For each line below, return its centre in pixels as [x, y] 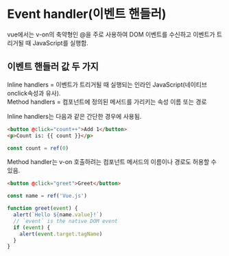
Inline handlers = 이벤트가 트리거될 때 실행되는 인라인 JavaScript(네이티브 [107, 84]
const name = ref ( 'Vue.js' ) [47, 196]
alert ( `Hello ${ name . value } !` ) [58, 215]
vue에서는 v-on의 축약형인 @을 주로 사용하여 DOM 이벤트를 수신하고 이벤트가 [111, 34]
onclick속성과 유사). [34, 93]
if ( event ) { [32, 227]
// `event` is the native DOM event [65, 221]
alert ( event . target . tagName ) [61, 234]
